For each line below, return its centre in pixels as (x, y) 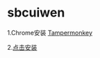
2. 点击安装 (22, 47)
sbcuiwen (36, 13)
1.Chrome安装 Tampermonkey (50, 32)
